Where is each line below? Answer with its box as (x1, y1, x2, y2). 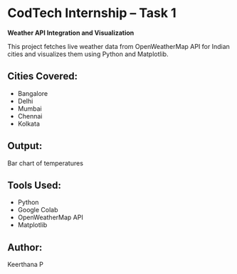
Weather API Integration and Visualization (7, 28, 135, 37)
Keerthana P (7, 261, 44, 269)
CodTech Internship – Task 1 (7, 5, 177, 21)
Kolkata (17, 119, 41, 128)
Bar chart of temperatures (7, 158, 84, 168)
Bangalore (17, 89, 48, 97)
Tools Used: (7, 179, 62, 191)
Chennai (17, 111, 43, 120)
